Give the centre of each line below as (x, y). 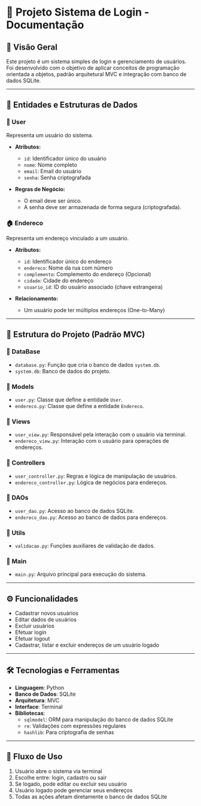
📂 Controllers (26, 463)
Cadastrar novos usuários (47, 613)
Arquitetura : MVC (37, 701)
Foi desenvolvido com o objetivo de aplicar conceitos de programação (93, 68)
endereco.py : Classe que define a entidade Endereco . (80, 406)
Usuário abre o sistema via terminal (58, 771)
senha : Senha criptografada (57, 177)
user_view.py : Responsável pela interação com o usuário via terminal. (100, 434)
